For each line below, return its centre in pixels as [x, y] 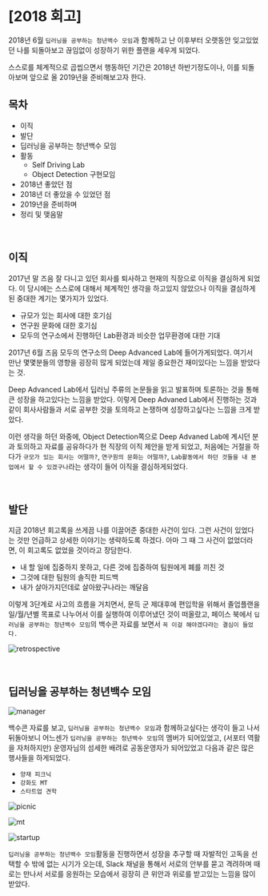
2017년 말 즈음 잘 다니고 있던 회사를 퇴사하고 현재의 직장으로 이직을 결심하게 [127, 278]
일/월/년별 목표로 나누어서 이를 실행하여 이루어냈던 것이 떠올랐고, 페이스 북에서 [130, 614]
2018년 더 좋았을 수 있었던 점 [65, 194]
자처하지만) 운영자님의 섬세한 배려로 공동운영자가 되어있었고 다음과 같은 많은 [135, 748]
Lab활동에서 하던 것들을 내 [209, 457]
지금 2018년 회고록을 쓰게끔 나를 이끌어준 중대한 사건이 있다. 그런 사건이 [121, 530]
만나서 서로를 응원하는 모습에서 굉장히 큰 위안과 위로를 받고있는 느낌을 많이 [139, 874]
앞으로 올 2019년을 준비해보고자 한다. [88, 77]
